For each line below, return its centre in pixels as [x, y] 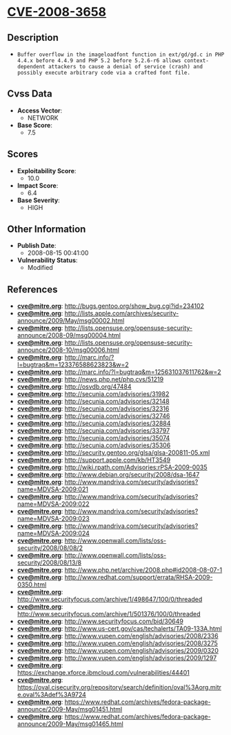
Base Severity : [38, 200]
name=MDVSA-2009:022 [53, 504]
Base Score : [35, 125]
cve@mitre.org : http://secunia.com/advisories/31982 [93, 394]
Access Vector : [40, 110]
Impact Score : [38, 185]
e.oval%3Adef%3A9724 [51, 695]
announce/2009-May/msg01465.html [70, 724]
